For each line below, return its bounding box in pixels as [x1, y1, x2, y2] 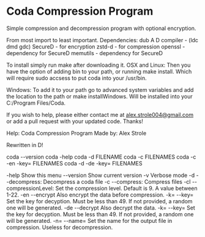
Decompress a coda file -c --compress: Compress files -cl [43, 178, 191, 185]
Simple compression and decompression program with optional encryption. [6, 24, 196, 32]
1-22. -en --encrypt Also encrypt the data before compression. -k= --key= [6, 191, 194, 198]
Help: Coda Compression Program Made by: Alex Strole [6, 129, 147, 137]
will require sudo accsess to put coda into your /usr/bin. [6, 74, 147, 81]
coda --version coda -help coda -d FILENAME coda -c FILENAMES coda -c [6, 153, 196, 160]
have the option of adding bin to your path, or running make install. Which [6, 67, 192, 75]
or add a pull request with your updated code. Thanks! [6, 118, 144, 125]
